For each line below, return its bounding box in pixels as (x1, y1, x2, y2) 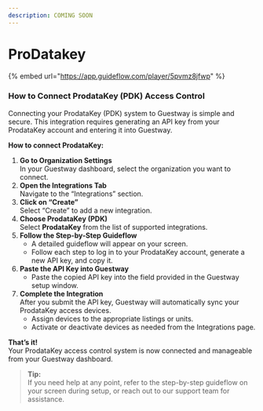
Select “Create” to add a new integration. (19, 205, 152, 215)
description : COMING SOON (8, 11, 93, 20)
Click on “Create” (19, 197, 79, 206)
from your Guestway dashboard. (8, 354, 113, 363)
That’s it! (8, 337, 38, 347)
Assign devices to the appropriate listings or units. (31, 314, 194, 323)
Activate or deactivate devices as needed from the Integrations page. (31, 322, 256, 332)
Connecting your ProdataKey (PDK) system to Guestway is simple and (8, 108, 235, 118)
